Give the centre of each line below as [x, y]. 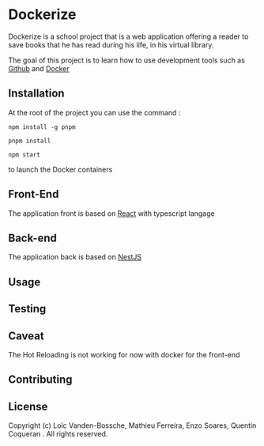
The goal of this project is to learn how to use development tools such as [126, 60]
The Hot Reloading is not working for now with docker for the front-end [124, 354]
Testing [27, 309]
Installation [36, 94]
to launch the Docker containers [60, 169]
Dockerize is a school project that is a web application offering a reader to [128, 36]
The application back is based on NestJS [75, 257]
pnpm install [30, 141]
